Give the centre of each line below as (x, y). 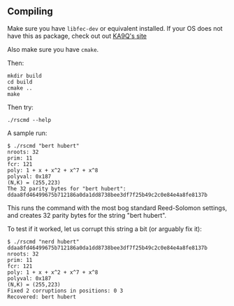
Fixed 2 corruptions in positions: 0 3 (65, 291)
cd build (20, 82)
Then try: (20, 107)
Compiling (30, 12)
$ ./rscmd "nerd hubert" (43, 242)
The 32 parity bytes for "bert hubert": (67, 188)
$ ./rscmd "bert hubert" (43, 146)
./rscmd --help (29, 120)
